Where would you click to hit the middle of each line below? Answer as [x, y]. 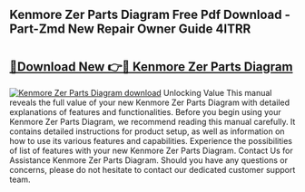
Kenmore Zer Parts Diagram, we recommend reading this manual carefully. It [152, 122]
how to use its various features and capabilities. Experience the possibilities [151, 141]
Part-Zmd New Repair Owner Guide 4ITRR [130, 29]
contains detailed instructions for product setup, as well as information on [147, 131]
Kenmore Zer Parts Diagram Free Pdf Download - [150, 15]
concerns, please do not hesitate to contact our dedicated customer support [152, 170]
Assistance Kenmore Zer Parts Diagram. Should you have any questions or [149, 160]
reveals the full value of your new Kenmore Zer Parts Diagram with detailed [150, 102]
